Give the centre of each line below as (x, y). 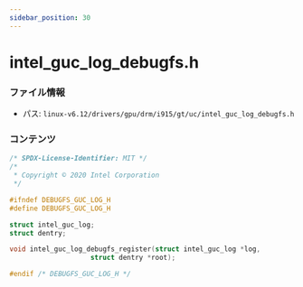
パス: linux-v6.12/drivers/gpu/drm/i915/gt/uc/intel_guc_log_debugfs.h (158, 114)
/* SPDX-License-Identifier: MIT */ (78, 159)
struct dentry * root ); (133, 258)
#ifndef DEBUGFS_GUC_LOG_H (60, 199)
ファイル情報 (38, 92)
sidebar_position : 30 (50, 18)
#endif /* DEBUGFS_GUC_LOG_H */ (70, 274)
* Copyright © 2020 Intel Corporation (86, 176)
